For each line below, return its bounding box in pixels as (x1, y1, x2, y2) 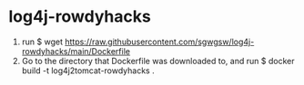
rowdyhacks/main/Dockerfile (21, 45, 131, 56)
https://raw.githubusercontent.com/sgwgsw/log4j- (64, 36, 255, 47)
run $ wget (21, 36, 64, 47)
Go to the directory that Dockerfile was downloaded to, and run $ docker (21, 55, 295, 66)
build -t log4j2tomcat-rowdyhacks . (21, 65, 156, 76)
